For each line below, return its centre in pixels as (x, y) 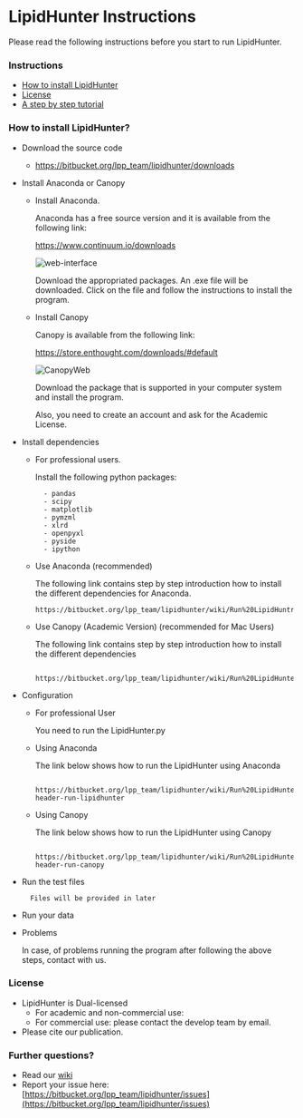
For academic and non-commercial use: (109, 1012)
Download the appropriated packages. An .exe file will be (142, 280)
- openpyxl (64, 533)
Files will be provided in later (93, 898)
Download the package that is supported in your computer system (158, 387)
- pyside (60, 541)
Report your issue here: (65, 1084)
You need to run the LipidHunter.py (100, 730)
